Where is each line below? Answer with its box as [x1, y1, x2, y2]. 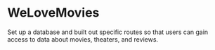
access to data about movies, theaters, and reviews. [7, 35, 159, 43]
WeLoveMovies [7, 5, 100, 21]
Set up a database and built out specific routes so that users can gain [7, 28, 209, 36]
